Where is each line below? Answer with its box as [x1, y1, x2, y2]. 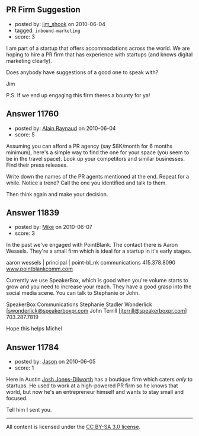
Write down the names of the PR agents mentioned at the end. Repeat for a [6, 173, 190, 180]
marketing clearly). [6, 57, 52, 64]
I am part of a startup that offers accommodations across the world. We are [6, 44, 191, 52]
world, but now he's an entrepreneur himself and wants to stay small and [6, 389, 184, 396]
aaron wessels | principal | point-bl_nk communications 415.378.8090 [6, 259, 176, 266]
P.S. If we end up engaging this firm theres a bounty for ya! [6, 91, 150, 98]
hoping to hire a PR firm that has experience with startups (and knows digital [6, 50, 193, 58]
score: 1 [14, 364, 34, 371]
